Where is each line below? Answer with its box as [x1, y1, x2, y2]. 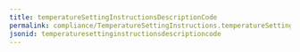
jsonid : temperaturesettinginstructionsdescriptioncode [9, 29, 221, 38]
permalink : [9, 21, 50, 30]
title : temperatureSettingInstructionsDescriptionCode [9, 12, 218, 22]
